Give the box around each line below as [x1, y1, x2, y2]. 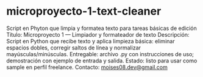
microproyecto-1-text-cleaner [6, 4, 162, 18]
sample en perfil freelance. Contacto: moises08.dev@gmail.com [6, 63, 168, 71]
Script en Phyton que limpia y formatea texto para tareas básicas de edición [6, 24, 197, 32]
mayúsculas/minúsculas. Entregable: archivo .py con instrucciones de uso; [6, 50, 194, 57]
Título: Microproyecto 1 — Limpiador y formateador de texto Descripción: [6, 31, 190, 38]
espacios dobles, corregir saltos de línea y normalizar [6, 44, 141, 51]
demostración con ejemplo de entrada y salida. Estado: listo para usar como [6, 57, 198, 64]
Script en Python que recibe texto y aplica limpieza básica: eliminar [6, 37, 175, 45]
